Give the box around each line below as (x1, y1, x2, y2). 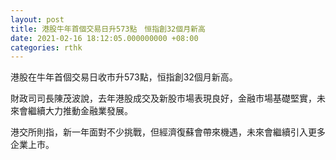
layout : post (10, 14, 65, 25)
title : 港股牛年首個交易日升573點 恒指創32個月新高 (10, 24, 206, 34)
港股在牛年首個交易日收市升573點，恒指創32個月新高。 (10, 71, 238, 83)
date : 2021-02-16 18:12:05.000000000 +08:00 (10, 33, 199, 43)
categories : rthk (10, 42, 83, 53)
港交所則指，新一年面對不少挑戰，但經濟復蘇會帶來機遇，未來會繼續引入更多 (10, 126, 326, 138)
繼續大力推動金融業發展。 (27, 105, 133, 117)
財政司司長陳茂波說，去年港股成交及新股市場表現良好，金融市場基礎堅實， (10, 92, 317, 105)
